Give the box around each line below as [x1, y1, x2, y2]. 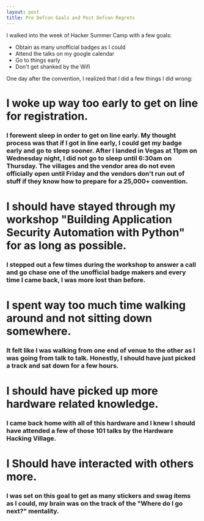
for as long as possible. [6, 238, 127, 252]
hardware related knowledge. [6, 397, 159, 411]
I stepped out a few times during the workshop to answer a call [6, 260, 197, 269]
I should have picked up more [6, 384, 159, 398]
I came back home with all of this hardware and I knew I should [6, 419, 195, 427]
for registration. [6, 109, 89, 123]
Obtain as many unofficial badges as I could [15, 43, 126, 51]
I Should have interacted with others [6, 457, 194, 471]
